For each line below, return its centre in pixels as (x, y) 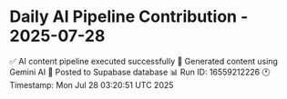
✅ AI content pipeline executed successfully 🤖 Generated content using (143, 61)
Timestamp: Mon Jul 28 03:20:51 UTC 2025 (92, 84)
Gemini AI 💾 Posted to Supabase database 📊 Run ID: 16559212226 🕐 (140, 72)
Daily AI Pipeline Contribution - (129, 17)
